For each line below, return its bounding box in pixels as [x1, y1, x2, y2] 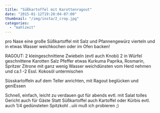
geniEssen [5, 83, 26, 89]
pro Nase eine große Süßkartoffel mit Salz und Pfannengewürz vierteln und [5, 38, 155, 44]
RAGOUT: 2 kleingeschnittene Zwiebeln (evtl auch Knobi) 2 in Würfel [5, 53, 142, 59]
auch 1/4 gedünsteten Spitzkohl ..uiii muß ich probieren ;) [5, 103, 119, 109]
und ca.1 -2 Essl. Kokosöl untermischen [5, 68, 83, 74]
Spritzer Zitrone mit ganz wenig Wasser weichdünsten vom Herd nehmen [5, 64, 151, 69]
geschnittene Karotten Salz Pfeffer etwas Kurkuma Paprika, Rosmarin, [5, 58, 145, 64]
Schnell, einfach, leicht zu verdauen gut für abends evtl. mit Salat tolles [5, 93, 147, 98]
